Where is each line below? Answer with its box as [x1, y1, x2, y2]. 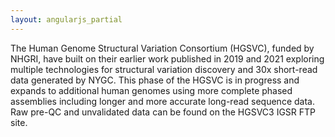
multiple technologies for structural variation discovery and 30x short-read [10, 63, 318, 75]
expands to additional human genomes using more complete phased [10, 84, 293, 96]
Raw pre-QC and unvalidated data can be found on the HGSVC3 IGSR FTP [10, 106, 317, 118]
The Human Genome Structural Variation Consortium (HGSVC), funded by [10, 42, 315, 54]
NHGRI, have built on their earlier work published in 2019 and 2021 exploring [10, 52, 325, 65]
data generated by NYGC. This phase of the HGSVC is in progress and [10, 74, 300, 86]
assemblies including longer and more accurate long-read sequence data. [10, 95, 315, 107]
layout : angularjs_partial [10, 14, 123, 25]
